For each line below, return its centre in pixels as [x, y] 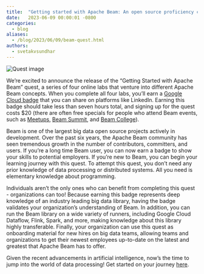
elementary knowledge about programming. [61, 176]
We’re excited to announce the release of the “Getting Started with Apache [100, 80]
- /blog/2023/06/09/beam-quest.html [58, 40]
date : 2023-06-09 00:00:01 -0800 [51, 18]
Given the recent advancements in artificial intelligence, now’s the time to [98, 258]
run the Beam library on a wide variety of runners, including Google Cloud [99, 214]
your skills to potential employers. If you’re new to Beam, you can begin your [102, 157]
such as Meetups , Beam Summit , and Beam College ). [73, 119]
